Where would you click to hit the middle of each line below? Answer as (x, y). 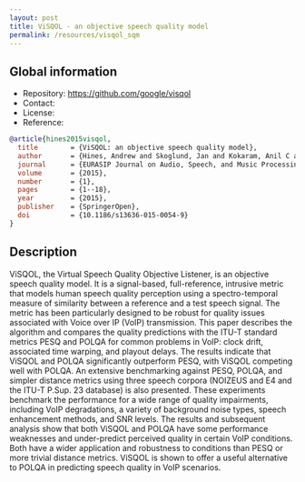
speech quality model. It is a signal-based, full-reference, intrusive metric (147, 284)
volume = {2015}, (62, 173)
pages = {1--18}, (64, 190)
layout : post (34, 18)
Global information (64, 71)
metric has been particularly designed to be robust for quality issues (137, 312)
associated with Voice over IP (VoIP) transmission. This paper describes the (151, 322)
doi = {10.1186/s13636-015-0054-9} (103, 216)
